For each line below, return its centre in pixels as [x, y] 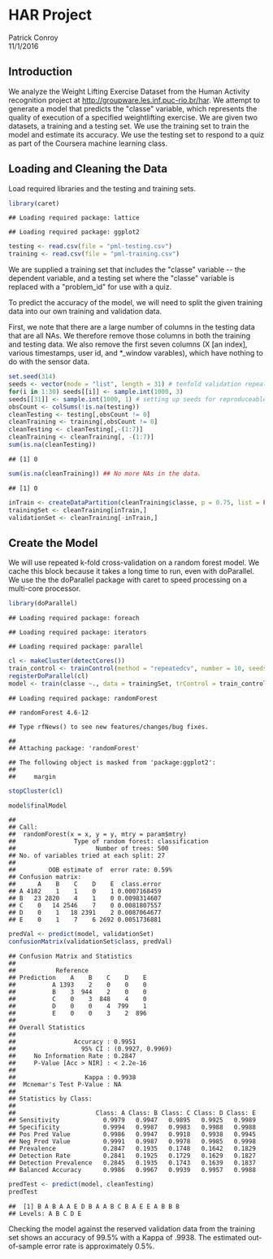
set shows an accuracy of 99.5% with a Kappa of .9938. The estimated [127, 1237]
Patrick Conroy [33, 37]
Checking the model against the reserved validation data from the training [132, 1228]
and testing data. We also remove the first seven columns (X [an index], [128, 344]
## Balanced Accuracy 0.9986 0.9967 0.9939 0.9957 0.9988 [132, 1170]
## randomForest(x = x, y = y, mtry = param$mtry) [97, 835]
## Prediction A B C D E [78, 978]
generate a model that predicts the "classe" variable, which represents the [133, 108]
